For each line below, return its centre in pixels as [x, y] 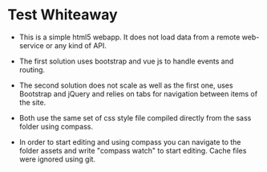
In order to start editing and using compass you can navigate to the [130, 141]
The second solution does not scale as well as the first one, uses [126, 85]
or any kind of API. [77, 45]
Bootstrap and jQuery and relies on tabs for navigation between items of [138, 93]
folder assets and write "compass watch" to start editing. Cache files [133, 150]
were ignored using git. [57, 159]
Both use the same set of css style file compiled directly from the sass [135, 117]
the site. [32, 102]
